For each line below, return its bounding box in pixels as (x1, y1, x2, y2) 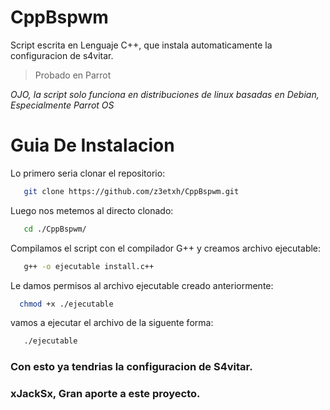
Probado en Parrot (34, 69, 112, 81)
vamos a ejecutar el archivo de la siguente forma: (10, 317, 214, 329)
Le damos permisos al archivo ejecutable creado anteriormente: (10, 279, 274, 291)
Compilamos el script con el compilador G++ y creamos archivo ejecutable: (10, 242, 322, 254)
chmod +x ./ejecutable (19, 299, 114, 309)
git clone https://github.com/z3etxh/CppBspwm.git (23, 186, 240, 196)
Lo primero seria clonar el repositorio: (10, 167, 166, 179)
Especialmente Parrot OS (10, 99, 115, 111)
